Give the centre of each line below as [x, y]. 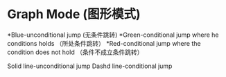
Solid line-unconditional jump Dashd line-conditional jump [90, 66]
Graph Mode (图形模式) [74, 14]
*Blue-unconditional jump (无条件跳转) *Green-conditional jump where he [113, 35]
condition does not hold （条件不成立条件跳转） [75, 52]
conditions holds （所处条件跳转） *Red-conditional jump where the [104, 43]
